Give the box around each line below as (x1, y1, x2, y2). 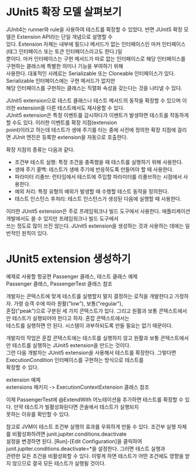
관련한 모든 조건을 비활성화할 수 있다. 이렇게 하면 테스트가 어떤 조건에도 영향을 (6, 452, 184, 459)
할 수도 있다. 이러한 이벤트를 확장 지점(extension (6, 118, 117, 126)
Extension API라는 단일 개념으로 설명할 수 (16, 33, 113, 40)
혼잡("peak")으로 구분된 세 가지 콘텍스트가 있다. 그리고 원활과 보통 (6, 307, 158, 314)
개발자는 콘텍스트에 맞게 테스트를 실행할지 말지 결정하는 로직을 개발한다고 (6, 293, 174, 300)
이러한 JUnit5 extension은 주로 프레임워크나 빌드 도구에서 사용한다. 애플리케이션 (6, 208, 191, 215)
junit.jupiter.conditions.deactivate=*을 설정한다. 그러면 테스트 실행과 (6, 445, 166, 452)
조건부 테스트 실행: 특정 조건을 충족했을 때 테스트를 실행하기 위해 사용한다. (14, 158, 183, 165)
